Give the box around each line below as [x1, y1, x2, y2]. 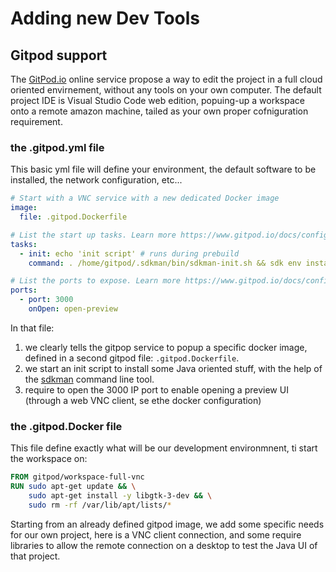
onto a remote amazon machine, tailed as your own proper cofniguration [10, 105, 309, 117]
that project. [10, 550, 61, 562]
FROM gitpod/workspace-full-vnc [10, 472, 145, 482]
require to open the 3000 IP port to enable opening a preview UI [24, 383, 289, 396]
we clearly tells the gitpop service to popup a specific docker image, [24, 341, 308, 353]
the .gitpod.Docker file [10, 419, 123, 433]
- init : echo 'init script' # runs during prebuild [19, 248, 240, 259]
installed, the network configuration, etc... [10, 174, 183, 186]
